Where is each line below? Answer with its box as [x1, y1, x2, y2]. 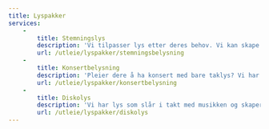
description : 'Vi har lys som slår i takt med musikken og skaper [37, 101, 263, 109]
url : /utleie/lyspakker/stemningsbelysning [37, 49, 184, 57]
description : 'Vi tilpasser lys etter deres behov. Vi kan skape [37, 42, 260, 50]
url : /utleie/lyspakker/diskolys [37, 109, 149, 117]
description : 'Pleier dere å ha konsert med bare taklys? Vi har [37, 71, 260, 79]
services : [8, 19, 42, 27]
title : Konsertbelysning [37, 64, 120, 72]
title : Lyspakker [8, 11, 66, 20]
